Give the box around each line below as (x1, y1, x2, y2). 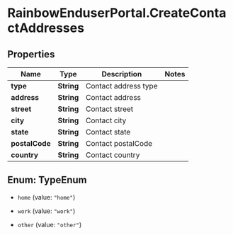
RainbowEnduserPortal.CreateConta (7, 5, 227, 21)
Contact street (86, 104, 134, 114)
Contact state (86, 127, 131, 137)
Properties (7, 48, 55, 60)
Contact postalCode (86, 139, 153, 148)
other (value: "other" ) (17, 220, 82, 229)
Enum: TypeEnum (7, 174, 87, 186)
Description (101, 69, 142, 79)
